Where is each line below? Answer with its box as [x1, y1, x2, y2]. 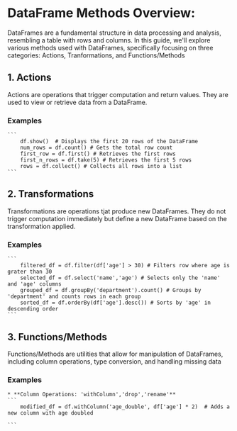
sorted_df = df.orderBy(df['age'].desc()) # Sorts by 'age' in [20, 299, 211, 306]
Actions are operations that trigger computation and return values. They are [7, 90, 228, 99]
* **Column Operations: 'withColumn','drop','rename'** [7, 391, 176, 398]
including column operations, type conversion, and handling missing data [7, 357, 221, 366]
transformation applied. [7, 222, 76, 230]
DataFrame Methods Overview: [7, 5, 196, 21]
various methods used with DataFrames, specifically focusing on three [7, 43, 214, 52]
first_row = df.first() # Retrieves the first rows [20, 150, 176, 157]
